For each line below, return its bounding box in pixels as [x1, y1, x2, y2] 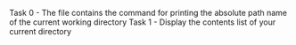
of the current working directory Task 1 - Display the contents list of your [9, 17, 276, 27]
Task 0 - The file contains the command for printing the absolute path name [9, 8, 288, 18]
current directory [9, 26, 72, 36]
